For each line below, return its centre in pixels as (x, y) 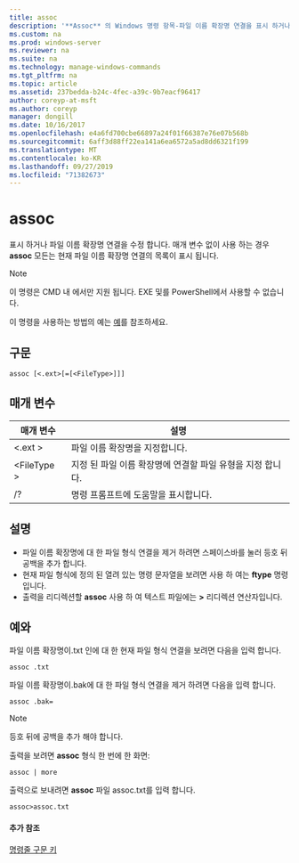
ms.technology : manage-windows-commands (85, 68)
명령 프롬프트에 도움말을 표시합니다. (141, 494)
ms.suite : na (33, 59)
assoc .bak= (31, 702)
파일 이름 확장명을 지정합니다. (129, 448)
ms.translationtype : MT (53, 150)
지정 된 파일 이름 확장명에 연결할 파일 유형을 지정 (166, 464)
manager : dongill (41, 117)
